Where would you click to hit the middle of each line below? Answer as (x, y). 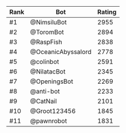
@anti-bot (45, 91)
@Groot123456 (53, 111)
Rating (107, 12)
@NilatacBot (48, 71)
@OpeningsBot (52, 81)
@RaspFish (46, 42)
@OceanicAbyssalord (61, 52)
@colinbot (45, 62)
